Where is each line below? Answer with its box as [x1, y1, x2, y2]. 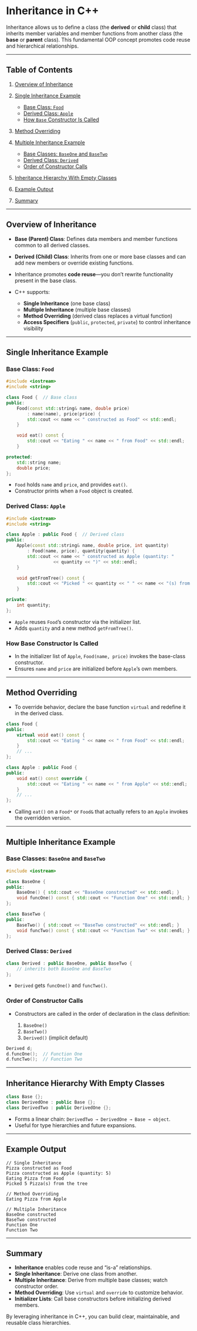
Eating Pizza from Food [6, 1175, 64, 1181]
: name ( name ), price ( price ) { [27, 411, 101, 417]
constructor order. [14, 1283, 59, 1290]
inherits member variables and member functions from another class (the [6, 29, 183, 37]
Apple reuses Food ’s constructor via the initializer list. [14, 618, 142, 625]
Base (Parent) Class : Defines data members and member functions [14, 235, 178, 242]
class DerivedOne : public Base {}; [6, 1099, 96, 1105]
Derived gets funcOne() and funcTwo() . [14, 982, 107, 989]
